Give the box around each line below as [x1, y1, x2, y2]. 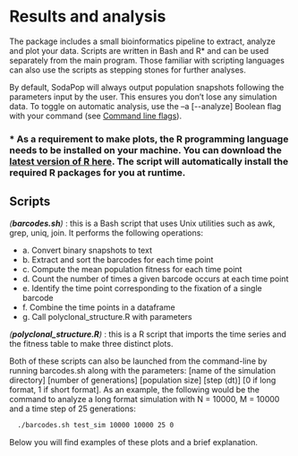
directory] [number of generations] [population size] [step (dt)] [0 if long [9, 374, 277, 385]
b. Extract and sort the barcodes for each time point [21, 254, 214, 265]
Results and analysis [9, 6, 166, 27]
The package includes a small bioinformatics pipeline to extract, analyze [9, 36, 276, 47]
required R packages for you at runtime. [9, 166, 186, 178]
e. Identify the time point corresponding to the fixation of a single [21, 282, 262, 293]
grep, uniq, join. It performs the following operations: [9, 227, 204, 238]
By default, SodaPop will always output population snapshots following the [9, 82, 285, 92]
